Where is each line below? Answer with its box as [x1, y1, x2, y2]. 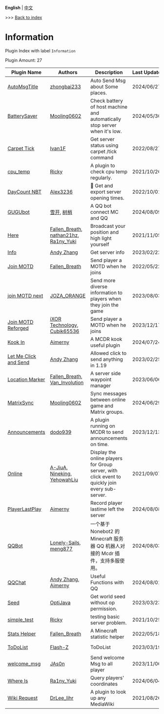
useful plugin [90, 342, 121, 349]
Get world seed [90, 593, 125, 600]
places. [90, 89, 107, 96]
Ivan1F [50, 145, 66, 152]
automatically [90, 115, 121, 122]
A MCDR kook [90, 335, 123, 342]
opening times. [90, 194, 124, 201]
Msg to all [90, 660, 113, 667]
